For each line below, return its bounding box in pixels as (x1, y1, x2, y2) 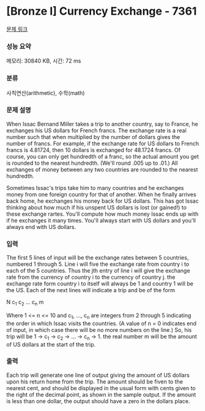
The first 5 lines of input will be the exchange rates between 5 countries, (6, 254, 189, 262)
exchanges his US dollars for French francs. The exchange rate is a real (6, 127, 187, 134)
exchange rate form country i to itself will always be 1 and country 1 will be (6, 280, 194, 287)
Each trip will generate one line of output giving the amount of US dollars (6, 371, 190, 379)
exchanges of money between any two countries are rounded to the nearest (6, 165, 198, 173)
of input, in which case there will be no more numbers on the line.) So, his (6, 326, 192, 333)
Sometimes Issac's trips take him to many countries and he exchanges (6, 184, 184, 191)
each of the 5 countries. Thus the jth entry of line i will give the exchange (6, 267, 190, 274)
